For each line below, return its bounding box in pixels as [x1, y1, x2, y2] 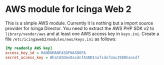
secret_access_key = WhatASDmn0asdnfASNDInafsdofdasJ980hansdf [5, 55, 140, 60]
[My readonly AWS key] [5, 45, 52, 50]
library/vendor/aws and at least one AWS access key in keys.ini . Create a [5, 30, 159, 36]
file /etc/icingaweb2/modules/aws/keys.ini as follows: [5, 36, 116, 42]
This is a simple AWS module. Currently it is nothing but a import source [5, 20, 153, 26]
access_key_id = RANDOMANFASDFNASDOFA [5, 50, 86, 55]
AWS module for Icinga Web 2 [5, 3, 131, 15]
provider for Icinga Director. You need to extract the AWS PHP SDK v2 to [5, 25, 154, 31]
